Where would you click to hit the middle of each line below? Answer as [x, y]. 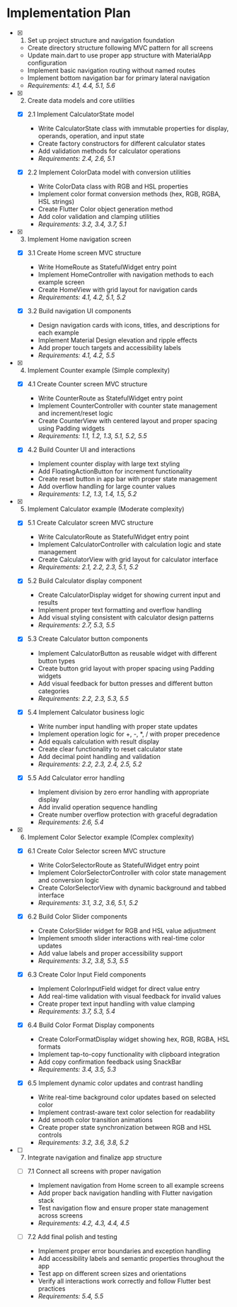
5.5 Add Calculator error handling [76, 778]
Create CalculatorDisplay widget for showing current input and [129, 595]
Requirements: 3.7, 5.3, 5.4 [77, 1011]
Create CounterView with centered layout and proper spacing [127, 421]
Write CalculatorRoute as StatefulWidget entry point [114, 537]
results [48, 602]
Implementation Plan [69, 13]
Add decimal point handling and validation [99, 756]
